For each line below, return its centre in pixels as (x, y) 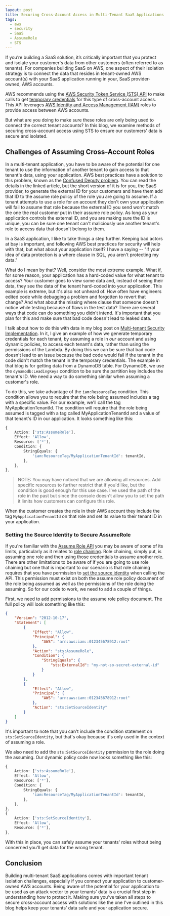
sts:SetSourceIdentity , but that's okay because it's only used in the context (85, 736)
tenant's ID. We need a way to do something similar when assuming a (78, 376)
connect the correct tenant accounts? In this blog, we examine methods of (83, 125)
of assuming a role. (25, 742)
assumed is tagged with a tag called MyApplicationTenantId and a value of (83, 413)
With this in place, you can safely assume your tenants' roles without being (83, 842)
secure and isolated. (27, 136)
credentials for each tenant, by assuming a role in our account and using (81, 339)
